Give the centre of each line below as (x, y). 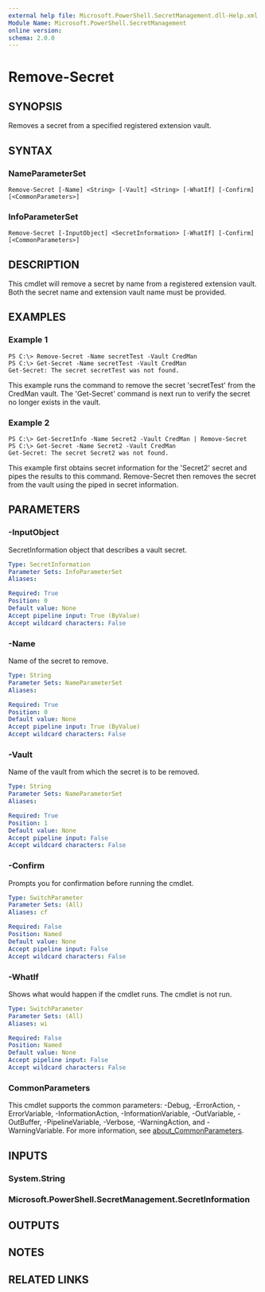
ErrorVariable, (31, 1114)
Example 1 (28, 340)
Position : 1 (28, 823)
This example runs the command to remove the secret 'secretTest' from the (132, 385)
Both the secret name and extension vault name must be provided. (117, 292)
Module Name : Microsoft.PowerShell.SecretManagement (97, 23)
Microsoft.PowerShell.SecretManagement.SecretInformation (129, 1200)
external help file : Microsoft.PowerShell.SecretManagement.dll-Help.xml (133, 16)
